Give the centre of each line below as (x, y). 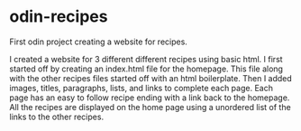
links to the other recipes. (57, 117)
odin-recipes (59, 17)
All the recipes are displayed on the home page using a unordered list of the (150, 107)
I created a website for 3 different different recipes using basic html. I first (146, 59)
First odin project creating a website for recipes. (98, 42)
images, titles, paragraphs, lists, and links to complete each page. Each (141, 88)
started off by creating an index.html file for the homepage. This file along (146, 69)
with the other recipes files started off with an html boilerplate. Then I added (151, 78)
